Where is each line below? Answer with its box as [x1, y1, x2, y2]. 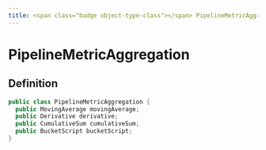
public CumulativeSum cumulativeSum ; [15, 120, 140, 128]
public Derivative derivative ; [15, 112, 119, 121]
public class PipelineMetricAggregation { [8, 98, 150, 106]
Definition [8, 77, 58, 91]
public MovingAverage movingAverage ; [15, 105, 140, 113]
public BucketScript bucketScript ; [15, 127, 133, 135]
